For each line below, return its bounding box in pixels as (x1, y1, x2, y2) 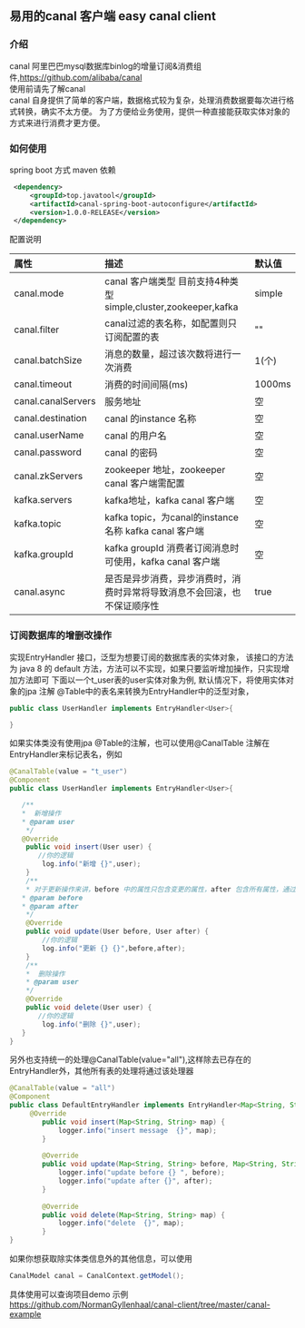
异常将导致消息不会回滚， (122, 586, 232, 599)
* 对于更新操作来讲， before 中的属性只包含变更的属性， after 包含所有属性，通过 (25, 884, 297, 894)
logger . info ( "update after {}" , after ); (57, 1176, 213, 1186)
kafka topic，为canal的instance (103, 511, 239, 524)
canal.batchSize (14, 354, 83, 367)
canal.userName (14, 429, 84, 442)
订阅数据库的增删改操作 (9, 629, 112, 642)
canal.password (14, 446, 82, 458)
